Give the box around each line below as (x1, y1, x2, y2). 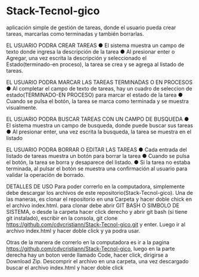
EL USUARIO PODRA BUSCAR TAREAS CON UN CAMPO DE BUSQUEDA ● (6, 115, 189, 123)
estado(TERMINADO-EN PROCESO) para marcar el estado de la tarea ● (6, 91, 184, 98)
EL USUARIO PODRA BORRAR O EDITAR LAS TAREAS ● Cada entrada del (6, 146, 187, 153)
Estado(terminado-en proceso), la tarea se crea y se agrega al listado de (6, 61, 185, 68)
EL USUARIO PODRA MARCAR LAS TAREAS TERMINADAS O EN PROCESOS (6, 79, 192, 86)
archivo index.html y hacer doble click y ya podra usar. (6, 227, 141, 234)
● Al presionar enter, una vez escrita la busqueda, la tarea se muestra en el (6, 128, 192, 135)
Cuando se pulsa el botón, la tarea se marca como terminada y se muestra (6, 97, 189, 105)
